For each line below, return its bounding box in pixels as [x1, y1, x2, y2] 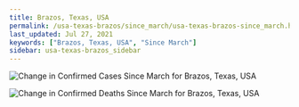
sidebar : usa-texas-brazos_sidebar [9, 46, 141, 55]
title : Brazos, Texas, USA [9, 12, 109, 22]
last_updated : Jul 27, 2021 [9, 29, 114, 38]
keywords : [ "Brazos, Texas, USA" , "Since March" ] [9, 37, 198, 47]
